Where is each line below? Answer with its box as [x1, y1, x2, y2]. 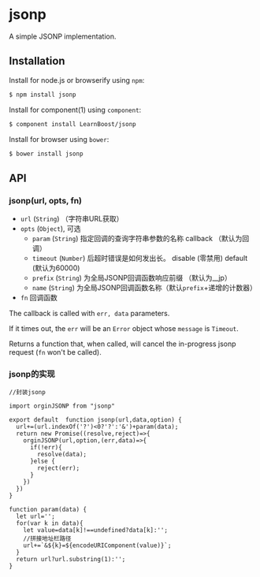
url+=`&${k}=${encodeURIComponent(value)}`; [23, 542, 172, 549]
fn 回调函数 [20, 293, 58, 303]
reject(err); [37, 464, 80, 472]
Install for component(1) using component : [9, 105, 142, 114]
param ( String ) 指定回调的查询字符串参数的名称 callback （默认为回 [32, 234, 250, 244]
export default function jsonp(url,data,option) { [9, 416, 182, 424]
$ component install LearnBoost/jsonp [9, 120, 136, 128]
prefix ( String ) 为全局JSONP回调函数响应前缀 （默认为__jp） [32, 274, 232, 283]
